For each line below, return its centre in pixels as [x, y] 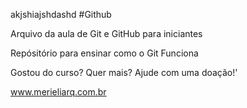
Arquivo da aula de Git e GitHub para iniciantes [106, 33]
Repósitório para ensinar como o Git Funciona [104, 53]
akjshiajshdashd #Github [61, 14]
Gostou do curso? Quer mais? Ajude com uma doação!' [124, 72]
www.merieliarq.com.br [58, 92]
